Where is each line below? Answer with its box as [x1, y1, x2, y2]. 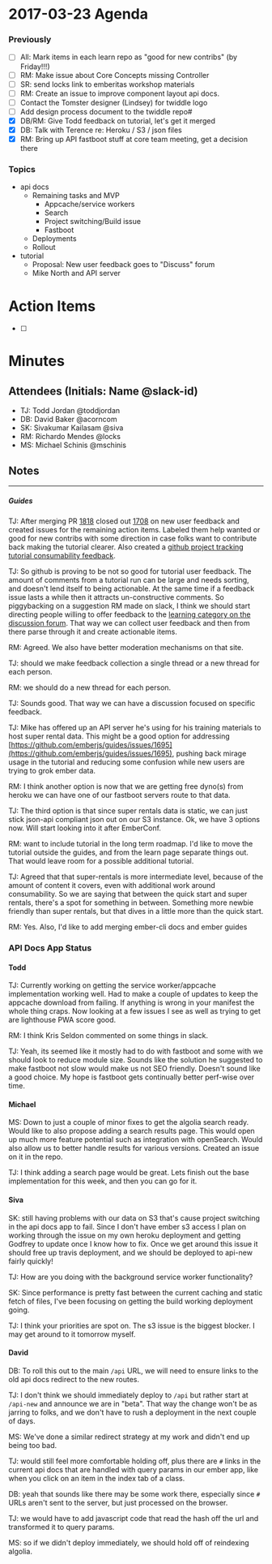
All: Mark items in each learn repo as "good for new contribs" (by [19, 52, 237, 62]
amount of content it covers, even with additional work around [8, 881, 216, 890]
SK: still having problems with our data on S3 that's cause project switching [8, 1213, 261, 1222]
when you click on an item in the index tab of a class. [8, 1473, 185, 1483]
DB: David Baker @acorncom [19, 415, 117, 424]
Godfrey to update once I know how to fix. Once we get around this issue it [8, 1239, 258, 1248]
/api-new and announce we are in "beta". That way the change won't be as [8, 1398, 257, 1408]
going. [8, 1304, 30, 1315]
